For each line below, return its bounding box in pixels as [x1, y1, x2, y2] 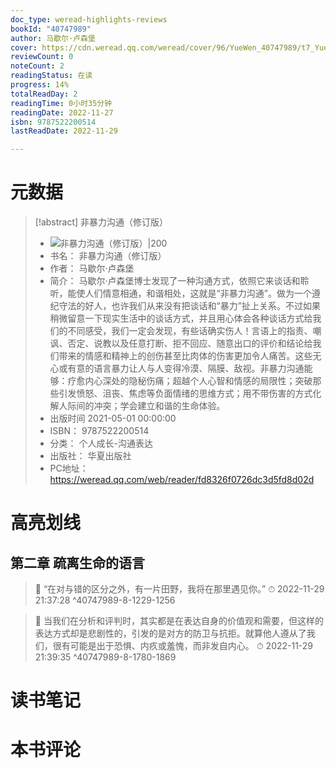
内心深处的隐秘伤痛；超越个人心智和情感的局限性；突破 [84, 375, 313, 387]
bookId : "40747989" [10, 24, 92, 34]
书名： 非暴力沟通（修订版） [49, 250, 167, 262]
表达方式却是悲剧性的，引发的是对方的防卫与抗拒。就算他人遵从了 [34, 627, 307, 640]
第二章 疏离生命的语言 [10, 554, 145, 571]
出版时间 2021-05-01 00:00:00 [49, 412, 177, 425]
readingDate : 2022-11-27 [10, 107, 114, 118]
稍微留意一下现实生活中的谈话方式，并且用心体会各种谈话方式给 [49, 312, 313, 325]
